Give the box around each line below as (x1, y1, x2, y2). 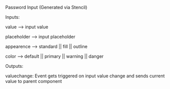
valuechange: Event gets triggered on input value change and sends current (5, 73, 165, 79)
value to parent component (5, 78, 62, 84)
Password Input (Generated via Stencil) (5, 5, 88, 10)
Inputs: (5, 14, 20, 20)
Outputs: (5, 63, 24, 69)
